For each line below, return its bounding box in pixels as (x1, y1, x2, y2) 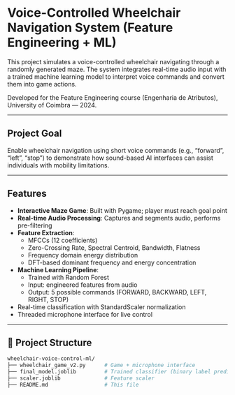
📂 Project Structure (7, 336, 92, 348)
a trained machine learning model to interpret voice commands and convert (7, 72, 225, 81)
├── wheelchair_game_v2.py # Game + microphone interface (7, 362, 196, 369)
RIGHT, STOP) (27, 295, 69, 304)
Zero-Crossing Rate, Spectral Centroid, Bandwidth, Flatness (27, 243, 201, 252)
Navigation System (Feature (7, 20, 173, 36)
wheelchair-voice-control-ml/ (7, 355, 96, 362)
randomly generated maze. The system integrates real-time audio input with (7, 65, 227, 73)
